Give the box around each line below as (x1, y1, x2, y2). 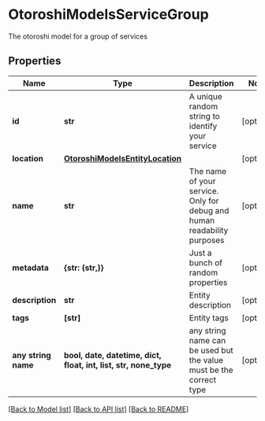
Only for (188, 195, 219, 206)
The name (188, 165, 227, 176)
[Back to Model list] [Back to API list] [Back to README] (8, 404, 189, 414)
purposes (188, 235, 225, 246)
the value (188, 354, 223, 365)
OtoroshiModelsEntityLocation (63, 153, 182, 164)
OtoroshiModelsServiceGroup (8, 6, 209, 24)
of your (188, 175, 216, 186)
